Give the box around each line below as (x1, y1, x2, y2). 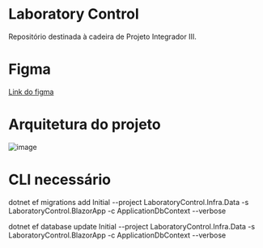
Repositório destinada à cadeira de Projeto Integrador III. (8, 32, 197, 41)
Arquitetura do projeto (8, 115, 161, 134)
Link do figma (8, 87, 54, 96)
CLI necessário (8, 171, 112, 189)
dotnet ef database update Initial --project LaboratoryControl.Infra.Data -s (8, 221, 256, 231)
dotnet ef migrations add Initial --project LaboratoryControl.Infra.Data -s (8, 197, 249, 207)
